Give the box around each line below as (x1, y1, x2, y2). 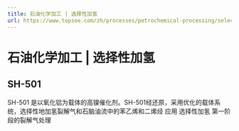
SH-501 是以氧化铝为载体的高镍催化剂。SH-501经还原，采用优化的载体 (7, 98, 215, 106)
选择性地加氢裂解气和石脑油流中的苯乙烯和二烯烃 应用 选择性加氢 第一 (19, 107, 225, 115)
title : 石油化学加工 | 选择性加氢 (7, 10, 98, 18)
